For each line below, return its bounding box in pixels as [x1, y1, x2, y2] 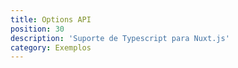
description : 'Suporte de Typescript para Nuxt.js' [10, 33, 230, 43]
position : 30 [10, 24, 65, 34]
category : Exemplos [10, 42, 92, 53]
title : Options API [10, 14, 92, 25]
